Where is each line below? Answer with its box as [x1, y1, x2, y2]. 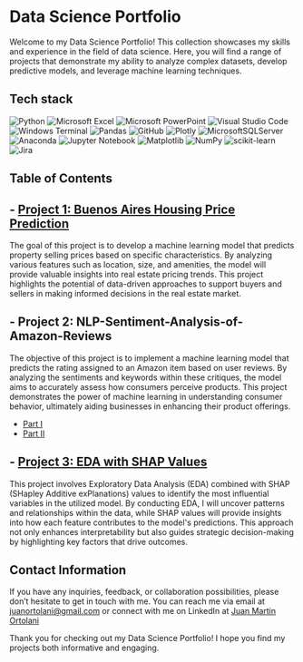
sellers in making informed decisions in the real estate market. [9, 287, 242, 298]
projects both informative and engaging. [9, 642, 160, 654]
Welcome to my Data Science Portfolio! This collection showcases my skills [9, 36, 290, 47]
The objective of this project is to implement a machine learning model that [9, 352, 289, 364]
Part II [22, 428, 45, 439]
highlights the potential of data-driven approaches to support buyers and [9, 278, 283, 289]
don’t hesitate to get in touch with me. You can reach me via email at [9, 596, 266, 607]
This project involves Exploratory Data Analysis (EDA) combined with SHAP [9, 478, 290, 489]
